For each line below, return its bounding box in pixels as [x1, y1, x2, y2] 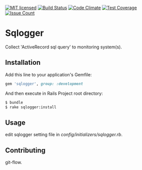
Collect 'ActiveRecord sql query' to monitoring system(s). [5, 44, 122, 50]
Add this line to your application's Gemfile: [5, 71, 92, 77]
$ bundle [5, 100, 23, 105]
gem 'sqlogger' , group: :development [5, 81, 83, 86]
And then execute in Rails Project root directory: [5, 90, 103, 96]
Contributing [5, 146, 46, 155]
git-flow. [5, 160, 22, 165]
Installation [5, 58, 41, 67]
